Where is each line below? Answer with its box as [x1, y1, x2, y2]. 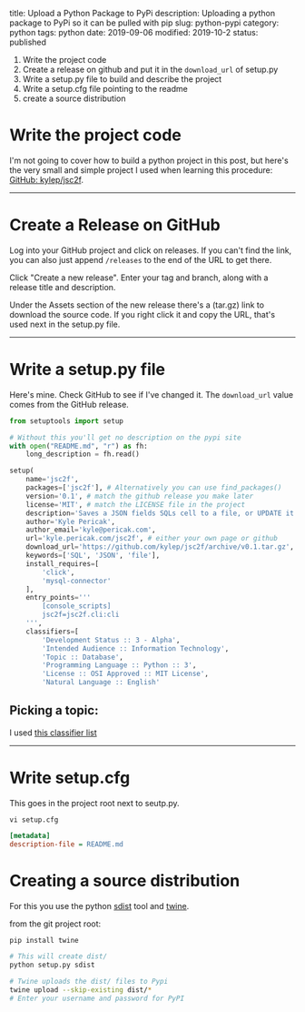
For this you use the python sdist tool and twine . [9, 900, 190, 911]
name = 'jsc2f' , [25, 475, 79, 484]
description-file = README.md [9, 839, 124, 849]
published [9, 36, 47, 47]
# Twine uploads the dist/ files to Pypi [9, 977, 169, 987]
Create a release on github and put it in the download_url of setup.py [22, 64, 279, 75]
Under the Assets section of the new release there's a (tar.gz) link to [9, 299, 265, 310]
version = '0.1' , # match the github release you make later [25, 491, 254, 501]
